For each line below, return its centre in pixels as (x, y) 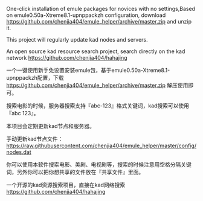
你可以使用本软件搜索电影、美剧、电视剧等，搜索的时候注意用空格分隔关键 (99, 164)
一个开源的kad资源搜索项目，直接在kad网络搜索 (66, 185)
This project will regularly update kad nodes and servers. (77, 40)
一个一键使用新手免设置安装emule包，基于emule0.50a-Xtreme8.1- (88, 70)
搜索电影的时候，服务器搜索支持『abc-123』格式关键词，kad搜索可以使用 (98, 106)
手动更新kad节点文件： (35, 139)
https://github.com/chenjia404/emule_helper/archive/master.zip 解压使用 (97, 85)
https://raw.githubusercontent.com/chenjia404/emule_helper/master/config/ (101, 145)
